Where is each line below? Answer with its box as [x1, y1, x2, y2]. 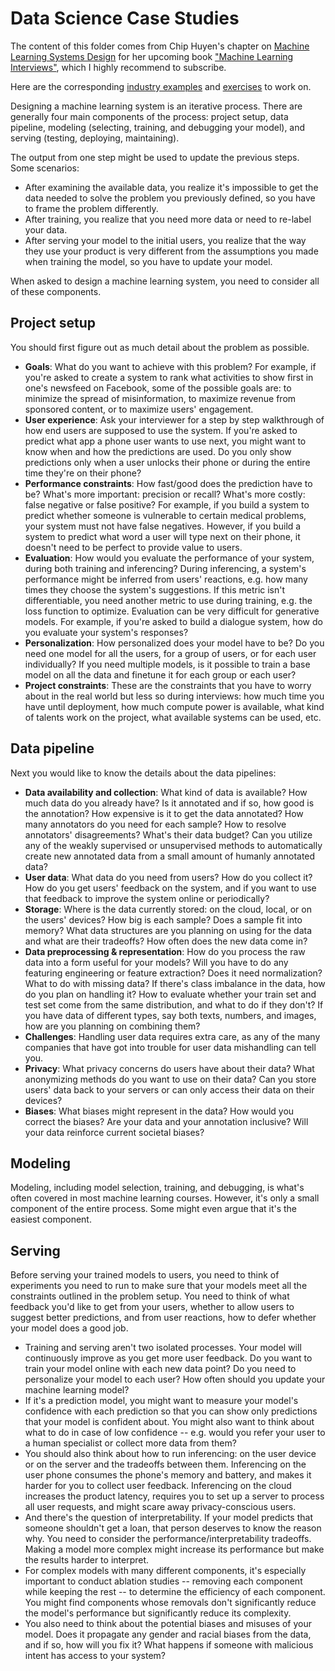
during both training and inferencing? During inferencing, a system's [24, 562, 307, 574]
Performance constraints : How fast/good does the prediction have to [24, 477, 313, 489]
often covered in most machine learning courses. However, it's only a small [10, 1192, 320, 1204]
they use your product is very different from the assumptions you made [24, 245, 319, 257]
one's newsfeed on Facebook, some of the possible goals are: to [24, 382, 292, 394]
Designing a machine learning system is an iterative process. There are [10, 100, 303, 112]
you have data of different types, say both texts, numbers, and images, [24, 1009, 317, 1021]
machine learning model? [24, 1384, 130, 1396]
